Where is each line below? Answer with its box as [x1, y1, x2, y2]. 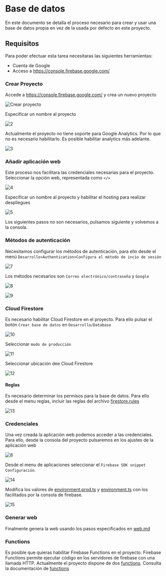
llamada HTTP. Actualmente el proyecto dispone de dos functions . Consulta [5, 560, 161, 566]
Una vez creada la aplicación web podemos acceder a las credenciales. [5, 432, 153, 438]
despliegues [5, 200, 31, 206]
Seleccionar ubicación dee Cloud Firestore [5, 360, 93, 366]
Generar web [5, 514, 37, 521]
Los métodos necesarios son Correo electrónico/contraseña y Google [5, 273, 149, 279]
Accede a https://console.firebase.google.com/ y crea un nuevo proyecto [5, 92, 156, 98]
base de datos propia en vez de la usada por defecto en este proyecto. [5, 25, 151, 31]
